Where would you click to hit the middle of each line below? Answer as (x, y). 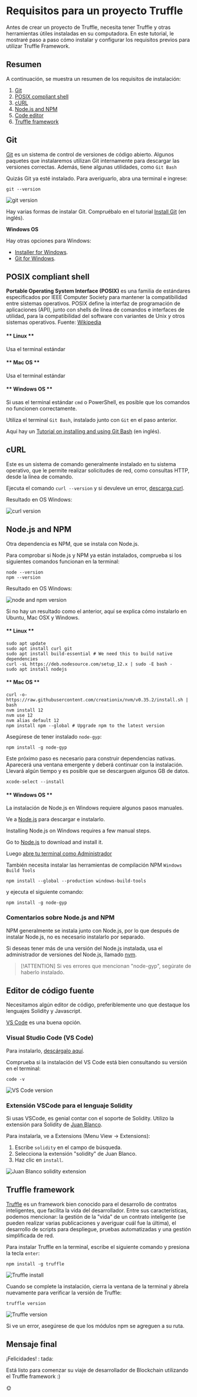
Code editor (29, 115)
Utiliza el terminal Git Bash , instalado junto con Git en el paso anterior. (92, 419)
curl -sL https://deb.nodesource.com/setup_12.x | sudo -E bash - (89, 664)
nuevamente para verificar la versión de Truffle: (64, 1293)
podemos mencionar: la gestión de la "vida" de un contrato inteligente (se (96, 1216)
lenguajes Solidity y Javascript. (44, 1011)
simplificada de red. (30, 1235)
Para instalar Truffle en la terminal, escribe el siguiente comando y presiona (98, 1247)
